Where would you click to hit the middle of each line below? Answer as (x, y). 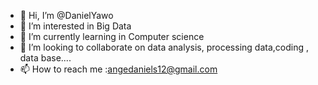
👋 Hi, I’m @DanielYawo (66, 15)
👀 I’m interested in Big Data (75, 26)
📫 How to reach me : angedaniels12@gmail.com (118, 69)
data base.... (45, 58)
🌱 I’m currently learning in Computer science (112, 36)
